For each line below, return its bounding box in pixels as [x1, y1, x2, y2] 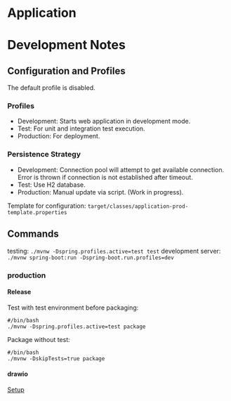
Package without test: [7, 335, 70, 343]
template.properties [7, 209, 68, 216]
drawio [7, 370, 28, 379]
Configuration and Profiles [7, 65, 126, 77]
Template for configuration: [7, 202, 86, 210]
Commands [7, 228, 60, 240]
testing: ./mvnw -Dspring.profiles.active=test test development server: [7, 246, 221, 255]
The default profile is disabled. [7, 84, 96, 92]
